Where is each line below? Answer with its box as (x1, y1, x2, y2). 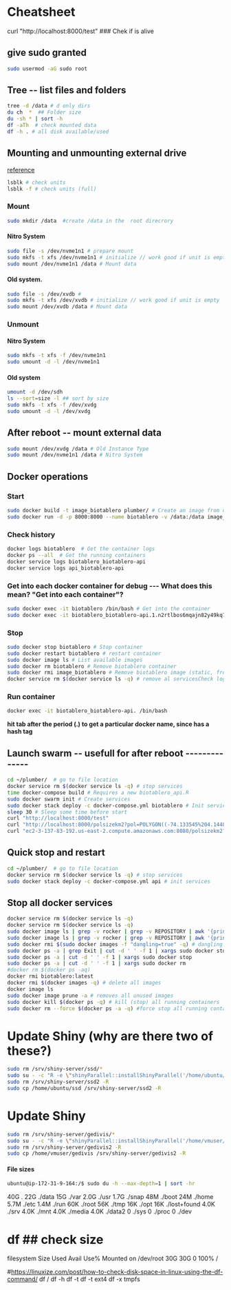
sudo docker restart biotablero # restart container (7, 649, 162, 657)
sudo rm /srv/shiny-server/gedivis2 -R (7, 1144, 122, 1151)
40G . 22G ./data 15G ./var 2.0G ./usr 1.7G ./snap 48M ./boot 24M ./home (7, 1193, 214, 1201)
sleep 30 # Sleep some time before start (7, 808, 128, 816)
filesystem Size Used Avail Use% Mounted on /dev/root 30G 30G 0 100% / (7, 1254, 219, 1262)
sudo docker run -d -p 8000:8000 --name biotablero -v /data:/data (7, 513, 205, 521)
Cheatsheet (7, 4, 76, 20)
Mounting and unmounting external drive (7, 148, 187, 159)
